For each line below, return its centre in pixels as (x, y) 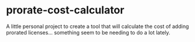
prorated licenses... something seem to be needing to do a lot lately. (88, 32)
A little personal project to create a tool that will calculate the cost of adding (97, 26)
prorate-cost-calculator (65, 10)
